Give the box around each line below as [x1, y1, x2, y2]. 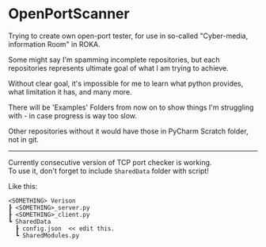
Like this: [8, 181, 38, 191]
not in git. [8, 134, 40, 144]
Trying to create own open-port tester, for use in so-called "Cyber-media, [8, 31, 249, 41]
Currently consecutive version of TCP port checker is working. [8, 157, 212, 167]
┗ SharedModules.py [15, 231, 80, 239]
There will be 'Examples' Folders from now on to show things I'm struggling [8, 102, 254, 112]
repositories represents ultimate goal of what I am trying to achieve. [8, 63, 229, 72]
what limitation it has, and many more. [8, 87, 132, 96]
